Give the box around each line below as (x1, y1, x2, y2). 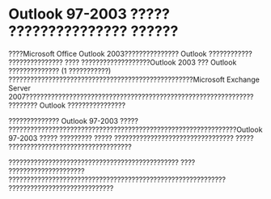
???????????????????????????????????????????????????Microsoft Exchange (8, 74, 260, 84)
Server (8, 83, 31, 93)
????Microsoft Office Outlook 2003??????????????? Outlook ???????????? (8, 49, 252, 58)
